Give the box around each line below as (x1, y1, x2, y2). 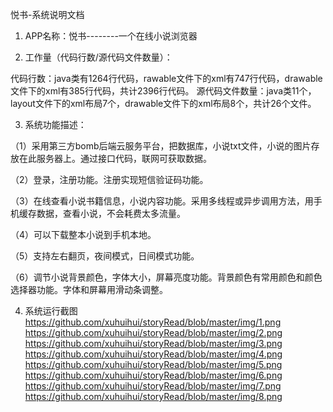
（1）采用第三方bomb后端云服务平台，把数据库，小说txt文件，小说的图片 (10, 140, 312, 152)
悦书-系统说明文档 (10, 9, 85, 20)
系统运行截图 (24, 305, 78, 317)
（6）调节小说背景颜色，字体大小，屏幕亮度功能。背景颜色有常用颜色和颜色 (10, 271, 323, 283)
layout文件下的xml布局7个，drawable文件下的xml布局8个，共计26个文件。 (10, 98, 317, 109)
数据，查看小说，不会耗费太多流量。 (36, 208, 186, 219)
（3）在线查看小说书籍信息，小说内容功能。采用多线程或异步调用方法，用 (10, 195, 314, 207)
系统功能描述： (24, 119, 87, 130)
